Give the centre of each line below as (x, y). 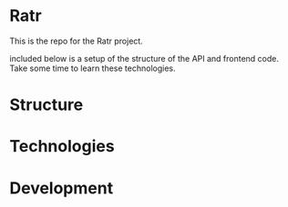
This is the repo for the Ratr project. (76, 41)
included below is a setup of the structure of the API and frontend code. (144, 58)
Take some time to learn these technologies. (93, 68)
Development (62, 188)
